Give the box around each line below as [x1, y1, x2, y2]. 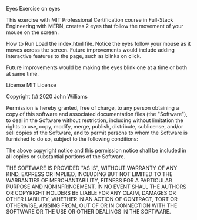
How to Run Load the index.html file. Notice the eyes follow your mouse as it [6, 40, 191, 47]
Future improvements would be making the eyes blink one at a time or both [6, 64, 188, 71]
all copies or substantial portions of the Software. [6, 153, 125, 160]
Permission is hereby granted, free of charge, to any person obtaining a [6, 104, 179, 111]
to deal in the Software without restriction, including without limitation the [6, 117, 183, 124]
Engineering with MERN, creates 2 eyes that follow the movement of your [6, 23, 183, 29]
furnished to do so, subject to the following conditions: [6, 136, 138, 143]
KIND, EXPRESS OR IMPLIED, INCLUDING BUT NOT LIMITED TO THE [6, 171, 173, 178]
